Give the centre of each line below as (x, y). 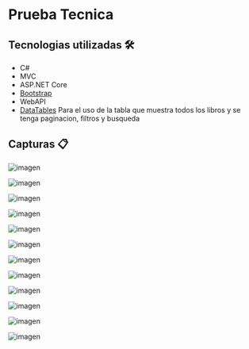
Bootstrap (36, 93)
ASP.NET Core (43, 84)
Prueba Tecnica (61, 15)
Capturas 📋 (38, 144)
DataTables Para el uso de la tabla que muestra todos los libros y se (130, 110)
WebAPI (33, 102)
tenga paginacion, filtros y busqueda (80, 118)
